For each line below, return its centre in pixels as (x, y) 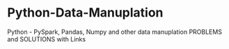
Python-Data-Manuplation (85, 13)
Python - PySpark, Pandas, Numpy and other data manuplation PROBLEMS (115, 32)
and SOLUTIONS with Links (46, 39)
